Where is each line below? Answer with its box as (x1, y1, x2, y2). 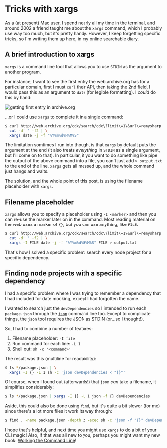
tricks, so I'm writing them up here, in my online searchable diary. (5, 36, 139, 42)
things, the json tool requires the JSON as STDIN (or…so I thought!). (5, 316, 144, 322)
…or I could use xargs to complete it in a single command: (5, 114, 123, 120)
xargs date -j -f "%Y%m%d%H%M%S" (9, 133, 79, 138)
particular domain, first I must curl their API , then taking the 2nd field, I (5, 84, 151, 90)
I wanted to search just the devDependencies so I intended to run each (5, 305, 147, 311)
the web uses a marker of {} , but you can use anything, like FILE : (5, 222, 138, 227)
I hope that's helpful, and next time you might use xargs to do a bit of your (5, 427, 157, 433)
